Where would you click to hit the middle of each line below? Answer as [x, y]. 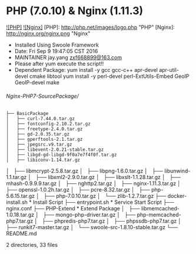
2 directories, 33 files [32, 245]
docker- [177, 196]
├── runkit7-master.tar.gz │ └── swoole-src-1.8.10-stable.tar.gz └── [92, 227]
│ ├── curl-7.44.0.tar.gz [41, 119]
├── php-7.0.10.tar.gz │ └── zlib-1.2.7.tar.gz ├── [105, 196]
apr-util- [169, 70]
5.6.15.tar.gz [21, 196]
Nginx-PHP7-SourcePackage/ [43, 96]
